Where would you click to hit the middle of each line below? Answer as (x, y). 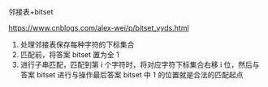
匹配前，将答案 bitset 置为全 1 (69, 54)
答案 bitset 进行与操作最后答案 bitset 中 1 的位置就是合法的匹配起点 (132, 75)
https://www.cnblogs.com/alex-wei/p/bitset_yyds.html (99, 28)
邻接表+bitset (31, 12)
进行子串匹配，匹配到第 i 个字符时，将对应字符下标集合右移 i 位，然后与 (140, 64)
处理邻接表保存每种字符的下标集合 (77, 44)
